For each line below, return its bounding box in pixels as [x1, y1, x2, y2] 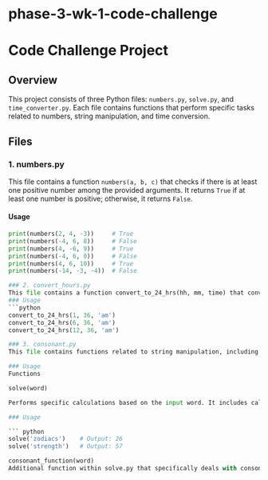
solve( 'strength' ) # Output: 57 [8, 442, 124, 450]
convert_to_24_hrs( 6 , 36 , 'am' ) [8, 318, 116, 326]
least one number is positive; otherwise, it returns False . [8, 194, 193, 203]
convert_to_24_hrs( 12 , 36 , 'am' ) [8, 326, 120, 334]
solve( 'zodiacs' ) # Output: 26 [8, 435, 124, 443]
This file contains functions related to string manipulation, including [8, 348, 259, 356]
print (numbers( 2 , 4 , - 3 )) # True [8, 230, 134, 238]
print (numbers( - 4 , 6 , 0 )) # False [8, 252, 137, 260]
